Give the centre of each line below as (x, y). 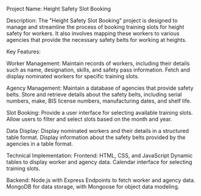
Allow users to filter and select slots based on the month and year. (89, 119)
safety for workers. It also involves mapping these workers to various (93, 33)
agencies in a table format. (40, 144)
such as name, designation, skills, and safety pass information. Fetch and (98, 70)
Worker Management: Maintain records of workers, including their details (98, 63)
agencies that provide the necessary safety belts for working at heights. (97, 40)
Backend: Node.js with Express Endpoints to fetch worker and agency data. (101, 180)
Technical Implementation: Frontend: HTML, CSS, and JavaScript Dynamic (100, 155)
